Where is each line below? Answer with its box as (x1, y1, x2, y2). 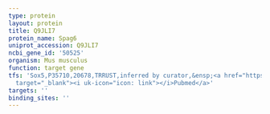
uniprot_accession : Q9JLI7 (8, 42, 99, 50)
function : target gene (8, 64, 84, 72)
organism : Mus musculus (8, 57, 88, 65)
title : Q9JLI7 (8, 26, 56, 35)
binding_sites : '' (8, 94, 70, 102)
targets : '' (8, 86, 48, 95)
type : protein (8, 11, 56, 20)
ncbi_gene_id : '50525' (8, 49, 84, 57)
